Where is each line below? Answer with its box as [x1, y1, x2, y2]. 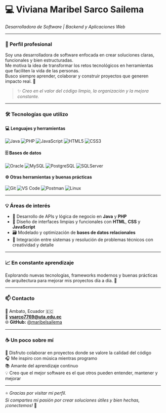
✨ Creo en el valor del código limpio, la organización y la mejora [17, 88, 149, 94]
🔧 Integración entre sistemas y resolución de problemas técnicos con [12, 236, 154, 243]
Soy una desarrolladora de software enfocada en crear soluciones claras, [5, 52, 155, 58]
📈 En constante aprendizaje [5, 259, 74, 266]
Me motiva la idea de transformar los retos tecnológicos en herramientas [5, 62, 153, 68]
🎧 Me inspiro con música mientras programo [5, 355, 97, 361]
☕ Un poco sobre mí [5, 337, 54, 344]
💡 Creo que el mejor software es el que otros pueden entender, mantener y [5, 370, 158, 376]
